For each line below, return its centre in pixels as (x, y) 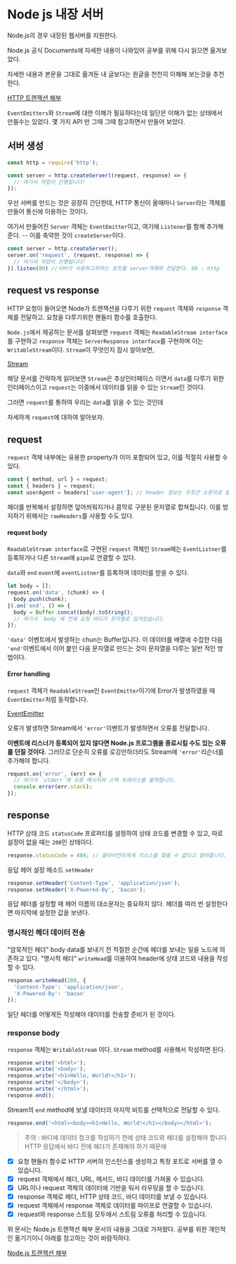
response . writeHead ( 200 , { (47, 980)
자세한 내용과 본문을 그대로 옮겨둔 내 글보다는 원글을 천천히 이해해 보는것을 (110, 74)
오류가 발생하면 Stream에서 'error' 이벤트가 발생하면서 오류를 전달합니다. (108, 728)
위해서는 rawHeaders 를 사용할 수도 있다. (80, 516)
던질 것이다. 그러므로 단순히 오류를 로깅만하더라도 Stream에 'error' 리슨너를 (119, 752)
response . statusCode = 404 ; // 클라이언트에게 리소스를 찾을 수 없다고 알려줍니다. (117, 855)
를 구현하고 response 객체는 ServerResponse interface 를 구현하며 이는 (105, 341)
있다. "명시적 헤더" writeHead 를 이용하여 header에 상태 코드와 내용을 (120, 958)
